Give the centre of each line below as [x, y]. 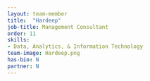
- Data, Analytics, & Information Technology [75, 46]
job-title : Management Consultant [58, 27]
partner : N [23, 66]
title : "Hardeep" [34, 20]
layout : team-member [38, 14]
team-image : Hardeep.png [44, 54]
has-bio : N [23, 60]
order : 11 [22, 33]
